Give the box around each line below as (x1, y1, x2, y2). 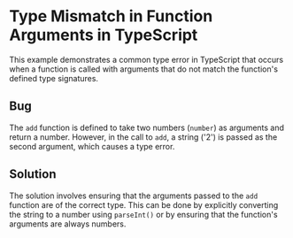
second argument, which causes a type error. (9, 141, 175, 151)
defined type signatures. (9, 73, 99, 83)
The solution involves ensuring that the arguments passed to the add (9, 190, 258, 201)
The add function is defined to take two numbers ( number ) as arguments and (9, 122, 285, 133)
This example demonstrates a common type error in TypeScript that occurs (9, 54, 284, 65)
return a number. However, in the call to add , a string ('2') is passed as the (9, 131, 278, 142)
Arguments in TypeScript (9, 25, 198, 45)
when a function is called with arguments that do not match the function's (9, 64, 279, 74)
